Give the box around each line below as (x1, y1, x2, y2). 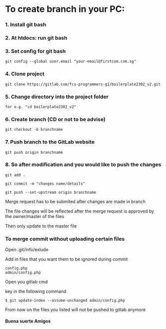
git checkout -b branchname (5, 127, 63, 132)
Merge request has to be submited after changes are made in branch (5, 198, 146, 204)
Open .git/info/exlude (5, 247, 49, 253)
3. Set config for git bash (5, 48, 66, 55)
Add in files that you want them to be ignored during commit (5, 256, 128, 262)
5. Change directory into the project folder (5, 93, 109, 100)
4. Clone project (5, 70, 45, 77)
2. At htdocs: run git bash (5, 35, 68, 42)
